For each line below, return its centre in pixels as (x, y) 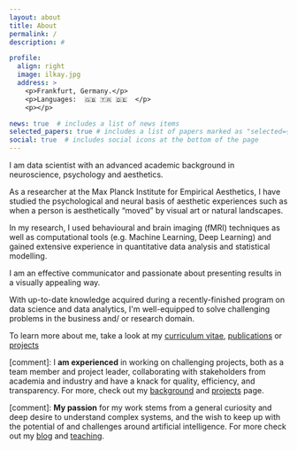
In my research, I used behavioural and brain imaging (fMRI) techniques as (145, 228)
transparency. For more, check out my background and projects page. (137, 390)
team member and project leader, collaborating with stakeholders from (138, 372)
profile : (25, 58)
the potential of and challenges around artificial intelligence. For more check (148, 427)
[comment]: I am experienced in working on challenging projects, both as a (147, 362)
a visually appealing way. (55, 283)
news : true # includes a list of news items (94, 124)
